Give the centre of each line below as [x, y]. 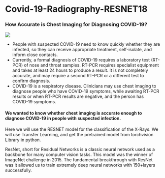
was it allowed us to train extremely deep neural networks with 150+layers [80, 165]
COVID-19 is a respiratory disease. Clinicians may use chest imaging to [84, 86]
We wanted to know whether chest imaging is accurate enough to [74, 113]
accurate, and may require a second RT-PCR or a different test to [78, 76]
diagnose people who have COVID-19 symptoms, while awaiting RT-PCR [86, 91]
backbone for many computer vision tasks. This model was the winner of [79, 154]
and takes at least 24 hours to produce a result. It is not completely [80, 70]
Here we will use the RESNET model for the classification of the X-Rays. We [82, 129]
